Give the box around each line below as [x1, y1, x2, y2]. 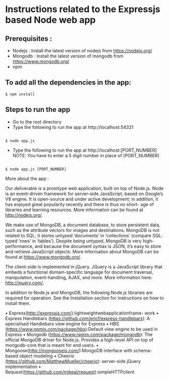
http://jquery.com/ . [5, 280, 44, 286]
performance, [5, 243, 34, 249]
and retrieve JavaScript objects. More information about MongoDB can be [5, 248, 159, 255]
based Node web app [5, 14, 96, 26]
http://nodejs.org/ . [5, 212, 43, 218]
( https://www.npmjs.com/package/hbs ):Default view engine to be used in [5, 326, 158, 332]
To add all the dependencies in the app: [5, 78, 132, 87]
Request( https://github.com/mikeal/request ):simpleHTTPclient [5, 369, 135, 375]
